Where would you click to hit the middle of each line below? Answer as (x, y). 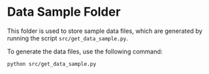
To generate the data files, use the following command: (85, 51)
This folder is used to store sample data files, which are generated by (105, 31)
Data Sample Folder (64, 12)
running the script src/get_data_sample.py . (68, 38)
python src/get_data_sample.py (52, 64)
